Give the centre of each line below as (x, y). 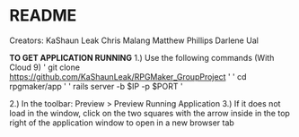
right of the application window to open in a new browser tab (122, 123)
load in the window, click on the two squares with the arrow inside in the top (149, 113)
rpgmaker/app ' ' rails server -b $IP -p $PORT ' (96, 86)
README (43, 16)
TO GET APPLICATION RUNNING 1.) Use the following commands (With (142, 57)
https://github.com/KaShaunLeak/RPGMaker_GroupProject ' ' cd (128, 76)
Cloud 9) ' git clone (45, 67)
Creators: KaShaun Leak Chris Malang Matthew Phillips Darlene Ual (134, 40)
